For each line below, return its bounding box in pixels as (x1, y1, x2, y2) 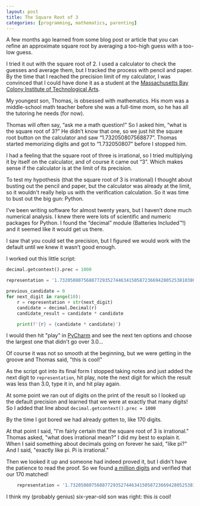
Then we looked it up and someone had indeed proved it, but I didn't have (6, 458, 187, 465)
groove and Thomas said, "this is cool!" (6, 356, 103, 364)
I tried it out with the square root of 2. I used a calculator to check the (6, 60, 176, 67)
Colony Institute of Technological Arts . (6, 86, 100, 93)
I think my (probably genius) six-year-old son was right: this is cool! (6, 493, 171, 501)
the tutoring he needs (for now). (6, 110, 85, 117)
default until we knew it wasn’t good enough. (6, 244, 117, 251)
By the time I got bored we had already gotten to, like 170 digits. (6, 416, 162, 423)
